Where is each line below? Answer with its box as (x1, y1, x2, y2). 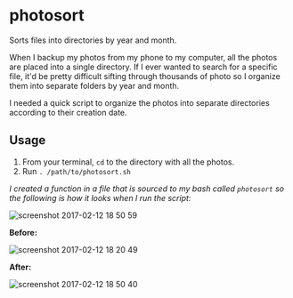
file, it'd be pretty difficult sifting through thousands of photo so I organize (9, 70, 281, 81)
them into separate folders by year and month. (9, 80, 180, 91)
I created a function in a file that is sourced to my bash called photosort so (9, 183, 285, 194)
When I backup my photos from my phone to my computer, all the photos (9, 52, 278, 62)
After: (9, 262, 32, 272)
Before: (9, 227, 37, 238)
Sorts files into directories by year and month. (9, 35, 177, 45)
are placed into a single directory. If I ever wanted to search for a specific (9, 61, 278, 72)
